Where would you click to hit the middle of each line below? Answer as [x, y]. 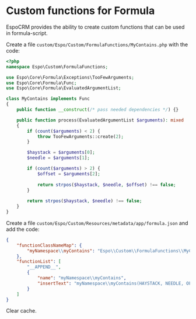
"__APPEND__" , [44, 267]
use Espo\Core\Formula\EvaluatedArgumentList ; [64, 88]
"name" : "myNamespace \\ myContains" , [82, 278]
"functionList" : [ [39, 262]
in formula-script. [27, 33]
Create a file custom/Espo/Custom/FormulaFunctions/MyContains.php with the [97, 44]
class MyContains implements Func [48, 99]
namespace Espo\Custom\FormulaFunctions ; [57, 67]
